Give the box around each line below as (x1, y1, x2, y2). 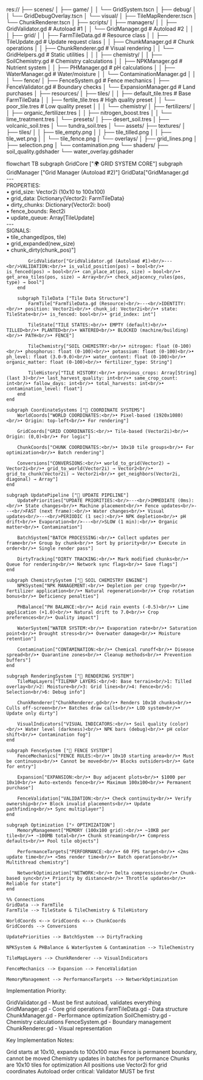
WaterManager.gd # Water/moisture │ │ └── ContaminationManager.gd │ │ (6, 71, 196, 77)
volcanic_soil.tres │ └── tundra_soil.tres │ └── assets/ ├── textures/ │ (6, 122, 186, 129)
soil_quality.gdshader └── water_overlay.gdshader (6, 148, 134, 155)
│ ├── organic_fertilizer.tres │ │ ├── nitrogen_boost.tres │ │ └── (6, 109, 172, 116)
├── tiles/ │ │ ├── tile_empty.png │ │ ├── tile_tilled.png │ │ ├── (6, 128, 172, 136)
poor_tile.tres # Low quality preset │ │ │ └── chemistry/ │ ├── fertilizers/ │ (6, 103, 196, 109)
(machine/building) (139, 327, 189, 333)
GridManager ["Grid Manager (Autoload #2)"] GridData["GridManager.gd (6, 169, 189, 176)
